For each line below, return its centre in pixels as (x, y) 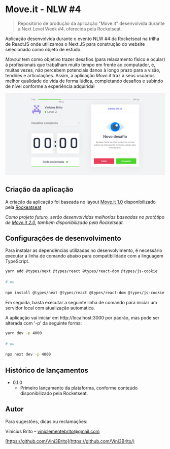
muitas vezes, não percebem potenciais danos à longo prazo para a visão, (83, 70)
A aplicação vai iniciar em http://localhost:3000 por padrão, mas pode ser (82, 317)
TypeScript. (17, 261)
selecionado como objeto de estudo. (44, 49)
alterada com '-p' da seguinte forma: (44, 323)
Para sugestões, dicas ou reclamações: (46, 421)
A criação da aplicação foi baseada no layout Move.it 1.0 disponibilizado (80, 202)
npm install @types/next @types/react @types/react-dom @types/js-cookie (85, 293)
